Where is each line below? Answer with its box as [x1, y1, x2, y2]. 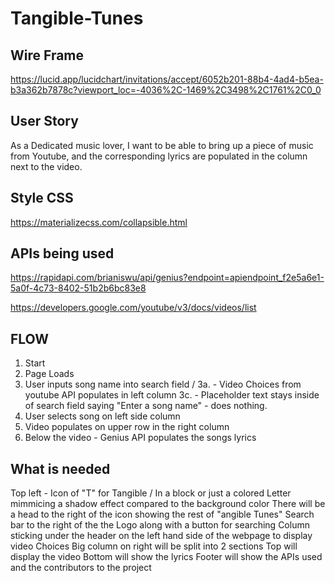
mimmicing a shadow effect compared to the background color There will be [10, 498, 326, 510]
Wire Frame [10, 47, 85, 64]
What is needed [10, 460, 111, 477]
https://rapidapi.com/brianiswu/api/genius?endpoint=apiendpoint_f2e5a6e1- [10, 272, 325, 284]
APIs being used [10, 245, 115, 262]
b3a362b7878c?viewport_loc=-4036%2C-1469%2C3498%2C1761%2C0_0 [10, 84, 322, 96]
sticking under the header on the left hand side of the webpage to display [10, 530, 313, 542]
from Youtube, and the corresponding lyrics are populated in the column [10, 150, 308, 162]
